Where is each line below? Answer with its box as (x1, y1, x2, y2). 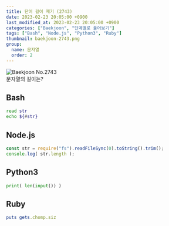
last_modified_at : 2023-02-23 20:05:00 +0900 (6, 19, 119, 25)
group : (6, 42, 22, 48)
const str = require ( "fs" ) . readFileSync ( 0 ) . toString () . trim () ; (6, 146, 164, 151)
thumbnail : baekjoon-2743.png (6, 36, 80, 42)
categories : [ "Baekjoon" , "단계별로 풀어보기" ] (6, 25, 115, 31)
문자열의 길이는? (6, 75, 44, 82)
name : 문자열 (11, 47, 40, 53)
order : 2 (11, 52, 33, 58)
